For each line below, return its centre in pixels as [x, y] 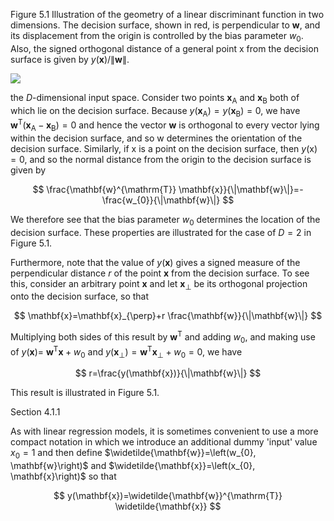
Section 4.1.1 [35, 412]
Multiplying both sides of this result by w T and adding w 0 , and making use [163, 337]
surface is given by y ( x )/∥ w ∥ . [70, 59]
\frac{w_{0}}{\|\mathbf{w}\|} [161, 200]
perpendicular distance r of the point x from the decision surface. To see [160, 273]
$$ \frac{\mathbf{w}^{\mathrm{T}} [104, 189]
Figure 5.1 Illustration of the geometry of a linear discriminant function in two [167, 14]
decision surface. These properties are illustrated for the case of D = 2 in [161, 232]
